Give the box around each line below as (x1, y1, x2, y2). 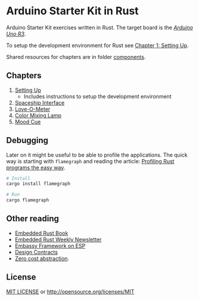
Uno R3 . (6, 30, 26, 37)
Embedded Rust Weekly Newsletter (14, 235, 102, 243)
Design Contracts (14, 249, 58, 256)
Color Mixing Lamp (14, 111, 61, 119)
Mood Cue (14, 118, 41, 125)
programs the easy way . (6, 164, 66, 171)
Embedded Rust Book (14, 229, 69, 237)
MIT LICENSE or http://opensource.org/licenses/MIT (6, 288, 135, 295)
